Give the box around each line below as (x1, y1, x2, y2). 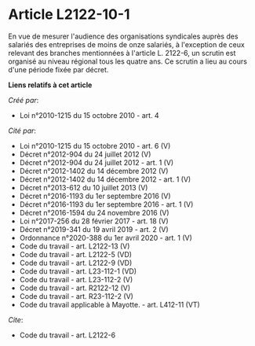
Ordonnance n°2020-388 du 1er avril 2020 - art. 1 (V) (19, 233, 192, 242)
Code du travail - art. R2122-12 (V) (19, 283, 131, 293)
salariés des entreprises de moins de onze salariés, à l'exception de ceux (8, 39, 245, 49)
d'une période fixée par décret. (8, 64, 109, 74)
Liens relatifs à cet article (8, 80, 93, 90)
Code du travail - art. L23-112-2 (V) (19, 274, 133, 284)
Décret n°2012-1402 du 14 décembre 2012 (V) (19, 166, 169, 175)
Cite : (8, 315, 24, 324)
